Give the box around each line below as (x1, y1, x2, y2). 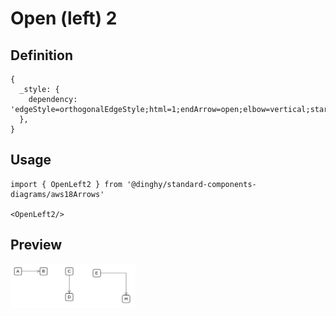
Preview (10, 237, 63, 254)
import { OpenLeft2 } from (10, 179, 123, 189)
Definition (10, 47, 73, 64)
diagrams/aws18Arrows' (10, 189, 105, 199)
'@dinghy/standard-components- (126, 179, 257, 189)
